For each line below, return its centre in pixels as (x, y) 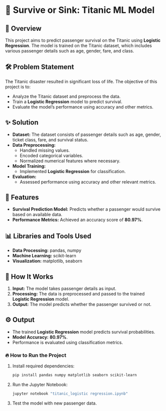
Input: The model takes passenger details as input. (64, 289)
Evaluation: (24, 176)
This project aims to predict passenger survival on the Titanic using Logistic (83, 40)
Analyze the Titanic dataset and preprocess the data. (66, 96)
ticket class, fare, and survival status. (50, 140)
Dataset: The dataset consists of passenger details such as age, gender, (86, 134)
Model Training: (29, 166)
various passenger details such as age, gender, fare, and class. (70, 51)
